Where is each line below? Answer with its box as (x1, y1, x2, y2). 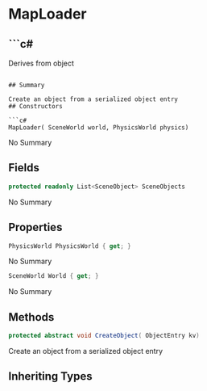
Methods (8, 310, 55, 324)
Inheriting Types (8, 369, 93, 384)
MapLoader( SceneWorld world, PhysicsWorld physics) (8, 124, 189, 132)
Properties (8, 221, 63, 234)
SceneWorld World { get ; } (8, 272, 99, 280)
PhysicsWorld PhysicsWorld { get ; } (8, 242, 131, 250)
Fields (8, 161, 40, 174)
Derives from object (8, 58, 75, 68)
